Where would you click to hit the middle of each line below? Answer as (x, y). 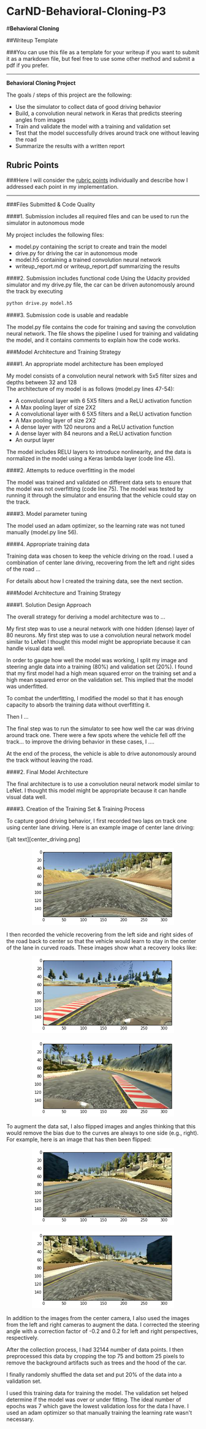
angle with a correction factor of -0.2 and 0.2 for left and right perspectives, (102, 1331)
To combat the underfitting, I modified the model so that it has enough (95, 698)
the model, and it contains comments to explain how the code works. (93, 340)
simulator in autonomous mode (45, 223)
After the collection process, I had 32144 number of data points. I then (95, 1349)
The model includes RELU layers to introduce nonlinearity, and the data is (99, 452)
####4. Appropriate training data (48, 544)
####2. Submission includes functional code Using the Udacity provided (98, 278)
